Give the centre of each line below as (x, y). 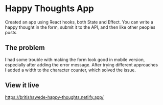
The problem (25, 48)
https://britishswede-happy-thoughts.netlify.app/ (54, 97)
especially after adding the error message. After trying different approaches (81, 64)
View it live (22, 85)
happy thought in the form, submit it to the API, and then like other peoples (80, 27)
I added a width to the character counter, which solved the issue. (70, 70)
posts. (12, 32)
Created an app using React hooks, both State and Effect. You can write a (79, 22)
